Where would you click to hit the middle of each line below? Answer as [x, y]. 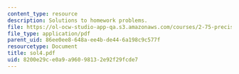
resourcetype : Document [43, 47]
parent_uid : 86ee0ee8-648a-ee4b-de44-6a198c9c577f [84, 40]
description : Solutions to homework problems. [78, 20]
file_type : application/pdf [49, 33]
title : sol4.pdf [31, 54]
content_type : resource [43, 14]
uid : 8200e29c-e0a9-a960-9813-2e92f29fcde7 [73, 60]
